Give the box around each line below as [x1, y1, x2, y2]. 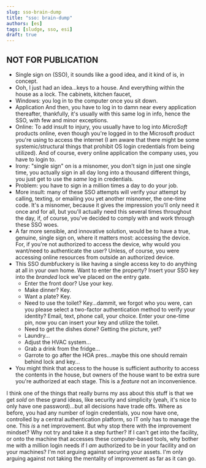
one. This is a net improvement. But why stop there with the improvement [6, 422, 191, 429]
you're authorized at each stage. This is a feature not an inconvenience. [15, 377, 197, 384]
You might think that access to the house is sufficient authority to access [15, 364, 199, 372]
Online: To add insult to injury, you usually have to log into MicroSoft [15, 123, 188, 130]
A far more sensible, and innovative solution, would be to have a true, [15, 227, 190, 235]
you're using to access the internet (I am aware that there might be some [15, 136, 199, 143]
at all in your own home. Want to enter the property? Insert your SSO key [15, 267, 199, 274]
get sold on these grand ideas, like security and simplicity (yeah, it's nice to [6, 396, 197, 403]
